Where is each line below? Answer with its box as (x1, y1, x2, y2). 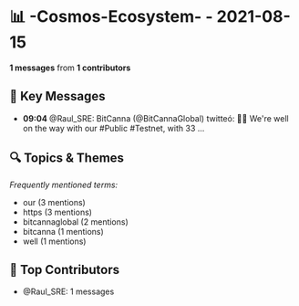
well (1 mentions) (22, 236, 87, 247)
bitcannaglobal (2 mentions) (22, 216, 129, 227)
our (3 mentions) (22, 196, 87, 207)
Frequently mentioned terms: (9, 179, 119, 190)
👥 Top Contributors (9, 261, 120, 278)
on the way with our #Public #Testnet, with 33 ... (22, 122, 205, 133)
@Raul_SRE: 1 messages (22, 286, 115, 297)
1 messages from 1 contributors (9, 62, 131, 73)
